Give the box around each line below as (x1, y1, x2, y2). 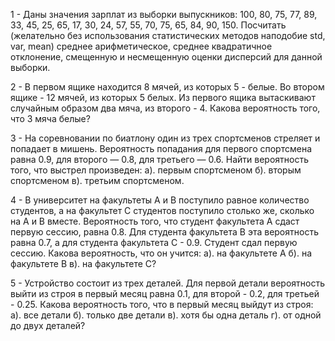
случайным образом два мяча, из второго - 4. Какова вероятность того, (10, 102, 321, 114)
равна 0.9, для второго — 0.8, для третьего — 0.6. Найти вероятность (10, 154, 310, 165)
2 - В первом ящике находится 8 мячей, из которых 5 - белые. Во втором (10, 81, 325, 93)
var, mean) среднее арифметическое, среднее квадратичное (10, 40, 273, 52)
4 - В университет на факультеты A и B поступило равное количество (10, 194, 310, 206)
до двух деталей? (10, 320, 86, 331)
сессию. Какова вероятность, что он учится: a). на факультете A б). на (10, 247, 313, 259)
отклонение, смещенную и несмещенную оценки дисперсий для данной (10, 51, 323, 63)
